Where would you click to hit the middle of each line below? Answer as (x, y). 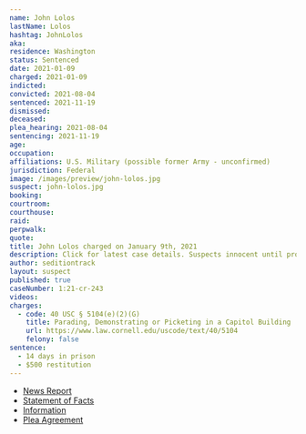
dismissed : (30, 111)
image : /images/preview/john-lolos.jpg (85, 178)
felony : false (52, 339)
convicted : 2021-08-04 (52, 94)
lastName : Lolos (40, 26)
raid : (20, 221)
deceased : (28, 119)
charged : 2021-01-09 (49, 77)
